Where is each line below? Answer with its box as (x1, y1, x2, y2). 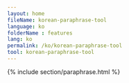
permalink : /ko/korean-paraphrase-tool (7, 42, 123, 49)
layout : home (7, 10, 45, 17)
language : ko (7, 23, 45, 30)
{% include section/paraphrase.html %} (7, 67, 121, 76)
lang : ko (7, 36, 33, 43)
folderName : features (7, 29, 73, 37)
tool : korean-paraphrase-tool (7, 49, 95, 56)
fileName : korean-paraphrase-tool (7, 17, 108, 24)
